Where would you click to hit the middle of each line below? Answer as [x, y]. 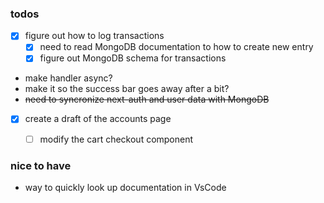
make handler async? [68, 78]
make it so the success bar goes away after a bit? [127, 89]
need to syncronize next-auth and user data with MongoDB [147, 99]
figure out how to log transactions [94, 36]
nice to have [41, 165]
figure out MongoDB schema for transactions [133, 58]
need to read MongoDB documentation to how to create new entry [176, 47]
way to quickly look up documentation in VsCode [125, 187]
